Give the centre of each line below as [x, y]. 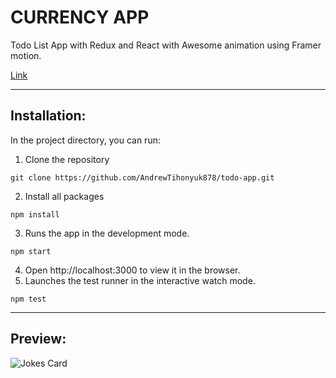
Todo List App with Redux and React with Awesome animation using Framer [166, 45]
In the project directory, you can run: [85, 140]
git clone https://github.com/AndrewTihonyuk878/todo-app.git [142, 177]
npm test [28, 299]
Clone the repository [67, 159]
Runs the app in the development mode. [107, 233]
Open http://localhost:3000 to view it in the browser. [132, 270]
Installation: [48, 116]
